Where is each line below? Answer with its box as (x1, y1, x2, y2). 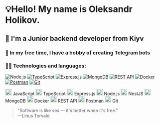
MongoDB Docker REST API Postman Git (5, 98, 119, 104)
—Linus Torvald (17, 113, 50, 119)
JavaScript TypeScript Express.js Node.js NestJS (12, 91, 144, 97)
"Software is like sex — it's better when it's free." (17, 107, 118, 113)
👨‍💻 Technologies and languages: (5, 62, 86, 69)
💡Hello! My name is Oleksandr (5, 3, 133, 15)
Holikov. (5, 14, 40, 26)
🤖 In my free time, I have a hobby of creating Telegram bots (5, 49, 151, 56)
